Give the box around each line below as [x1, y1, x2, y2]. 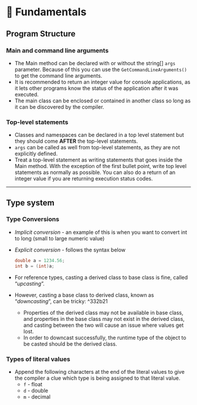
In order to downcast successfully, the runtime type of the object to [23, 334, 186, 341]
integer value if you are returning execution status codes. [14, 175, 153, 182]
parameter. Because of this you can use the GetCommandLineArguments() [14, 66, 188, 73]
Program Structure [6, 29, 76, 39]
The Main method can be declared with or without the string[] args [14, 59, 176, 66]
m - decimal [23, 393, 51, 400]
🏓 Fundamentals [6, 5, 87, 19]
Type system [6, 198, 55, 207]
